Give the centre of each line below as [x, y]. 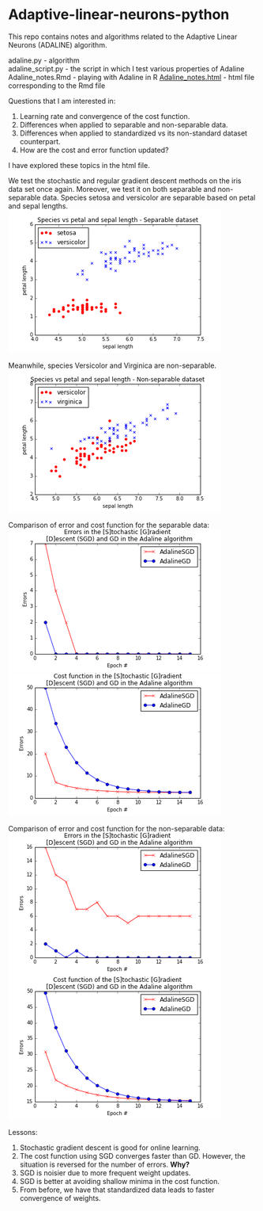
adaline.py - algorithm [44, 60]
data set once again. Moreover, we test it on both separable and [112, 189]
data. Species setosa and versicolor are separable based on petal [149, 197]
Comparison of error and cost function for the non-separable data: [116, 828]
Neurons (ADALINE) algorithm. [58, 44]
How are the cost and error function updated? [94, 150]
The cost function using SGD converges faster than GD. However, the [133, 1156]
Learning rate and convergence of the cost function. [105, 116]
